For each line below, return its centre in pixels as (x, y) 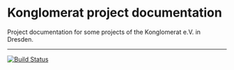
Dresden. (20, 39)
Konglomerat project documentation (115, 13)
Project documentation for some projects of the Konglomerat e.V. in (104, 32)
